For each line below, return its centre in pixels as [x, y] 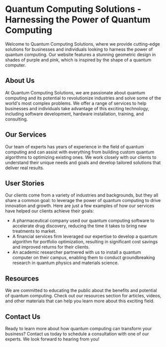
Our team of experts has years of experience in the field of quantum [75, 146]
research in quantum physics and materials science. [65, 263]
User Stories [25, 183]
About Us [20, 81]
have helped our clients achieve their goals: [50, 211]
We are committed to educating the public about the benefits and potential [81, 290]
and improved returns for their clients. [51, 247]
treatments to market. [34, 231]
